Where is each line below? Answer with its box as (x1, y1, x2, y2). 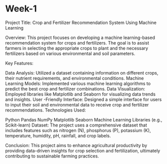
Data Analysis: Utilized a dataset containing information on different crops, (5, 69, 158, 75)
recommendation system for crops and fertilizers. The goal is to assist (5, 39, 149, 45)
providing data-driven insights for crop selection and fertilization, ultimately (5, 147, 160, 153)
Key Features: (5, 60, 33, 66)
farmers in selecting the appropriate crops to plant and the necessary (5, 45, 148, 51)
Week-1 (5, 3, 37, 14)
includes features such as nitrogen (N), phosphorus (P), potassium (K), (5, 127, 151, 133)
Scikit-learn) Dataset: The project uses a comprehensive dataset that (5, 122, 147, 128)
